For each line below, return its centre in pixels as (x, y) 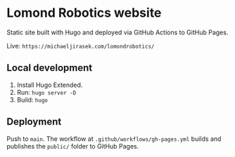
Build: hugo (32, 100)
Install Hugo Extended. (50, 85)
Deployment (34, 122)
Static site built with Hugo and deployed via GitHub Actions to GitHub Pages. (118, 32)
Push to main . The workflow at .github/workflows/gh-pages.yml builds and (114, 139)
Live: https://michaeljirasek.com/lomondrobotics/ (81, 46)
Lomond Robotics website (84, 13)
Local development (50, 68)
